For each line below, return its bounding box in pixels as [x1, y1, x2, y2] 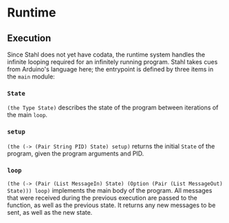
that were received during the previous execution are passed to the [7, 193, 197, 202]
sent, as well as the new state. [7, 208, 93, 216]
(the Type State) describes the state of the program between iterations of [7, 103, 219, 111]
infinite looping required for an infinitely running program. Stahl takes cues [7, 58, 218, 66]
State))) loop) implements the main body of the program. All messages [7, 186, 212, 194]
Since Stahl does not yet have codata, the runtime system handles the [7, 50, 206, 59]
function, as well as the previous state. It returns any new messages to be [7, 201, 216, 209]
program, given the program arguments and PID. [7, 149, 144, 158]
